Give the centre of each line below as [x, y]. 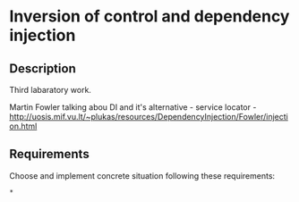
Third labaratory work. [51, 90]
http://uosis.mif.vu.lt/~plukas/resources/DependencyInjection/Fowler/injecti [149, 117]
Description [43, 68]
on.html [23, 126]
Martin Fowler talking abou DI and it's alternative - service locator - [133, 107]
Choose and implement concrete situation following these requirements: [142, 175]
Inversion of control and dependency [149, 17]
